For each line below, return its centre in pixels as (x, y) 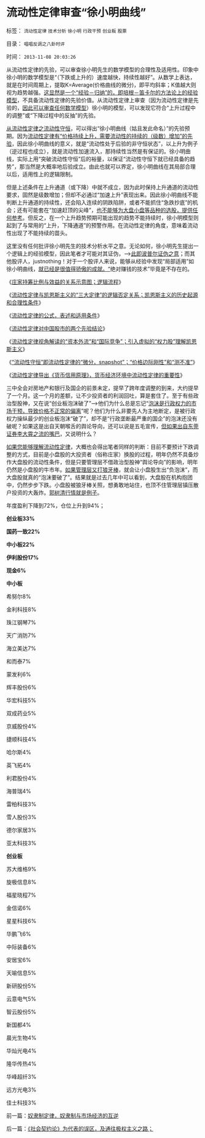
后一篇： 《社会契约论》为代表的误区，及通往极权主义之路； (80, 1128)
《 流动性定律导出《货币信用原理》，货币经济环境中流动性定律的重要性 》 (96, 375)
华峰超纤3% (21, 1076)
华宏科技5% (21, 700)
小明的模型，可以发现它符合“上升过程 (144, 108)
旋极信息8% (21, 882)
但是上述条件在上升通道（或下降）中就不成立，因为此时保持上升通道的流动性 (103, 187)
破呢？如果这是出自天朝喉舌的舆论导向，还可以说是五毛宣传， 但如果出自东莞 (103, 426)
